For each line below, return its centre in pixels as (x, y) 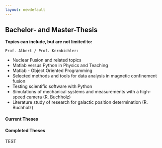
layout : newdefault (25, 10)
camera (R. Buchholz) (49, 97)
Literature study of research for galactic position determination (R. (80, 102)
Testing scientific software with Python (52, 86)
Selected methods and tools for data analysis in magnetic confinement (85, 76)
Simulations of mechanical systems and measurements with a (76, 92)
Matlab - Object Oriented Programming (52, 71)
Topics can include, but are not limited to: (49, 42)
